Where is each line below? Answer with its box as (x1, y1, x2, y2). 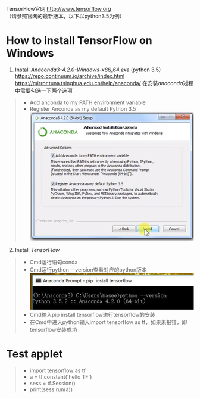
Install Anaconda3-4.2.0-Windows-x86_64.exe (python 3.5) (14, 66, 161, 73)
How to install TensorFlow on (6, 34, 153, 48)
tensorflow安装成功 (29, 326, 77, 333)
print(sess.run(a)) (29, 386, 73, 393)
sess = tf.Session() (29, 379, 76, 386)
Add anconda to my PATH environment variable (29, 99, 146, 106)
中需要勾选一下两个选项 (14, 87, 73, 94)
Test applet (6, 347, 63, 361)
